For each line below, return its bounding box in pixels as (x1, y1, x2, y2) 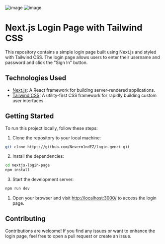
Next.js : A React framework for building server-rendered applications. (12, 87, 156, 93)
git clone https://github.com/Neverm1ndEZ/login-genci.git (5, 144, 130, 149)
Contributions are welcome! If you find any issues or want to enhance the (5, 228, 156, 234)
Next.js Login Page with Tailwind (5, 22, 143, 33)
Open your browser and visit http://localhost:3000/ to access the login (12, 195, 157, 201)
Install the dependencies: (12, 153, 65, 159)
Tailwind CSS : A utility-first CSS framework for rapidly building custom (12, 92, 157, 98)
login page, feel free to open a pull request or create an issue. (5, 233, 132, 239)
